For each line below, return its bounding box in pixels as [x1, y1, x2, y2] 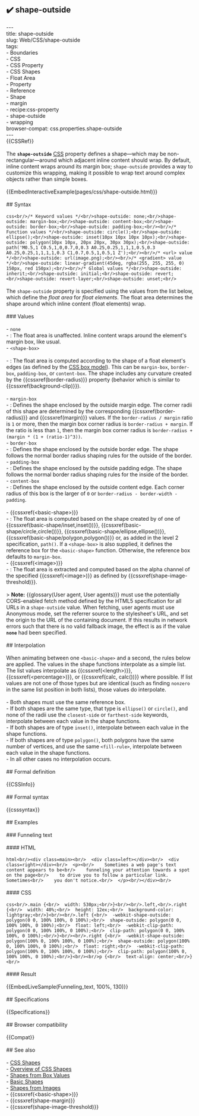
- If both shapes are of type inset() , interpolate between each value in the [6, 724, 189, 731]
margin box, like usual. [6, 338, 61, 345]
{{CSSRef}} [6, 137, 34, 145]
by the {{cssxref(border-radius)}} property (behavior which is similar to [6, 376, 180, 383]
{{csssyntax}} [6, 806, 40, 813]
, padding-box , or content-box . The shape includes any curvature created [14, 370, 192, 377]
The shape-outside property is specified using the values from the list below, [6, 287, 194, 295]
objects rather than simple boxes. [6, 175, 88, 183]
